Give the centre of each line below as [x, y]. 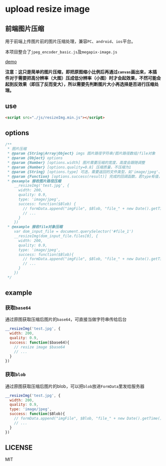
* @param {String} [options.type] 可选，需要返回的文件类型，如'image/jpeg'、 [84, 172]
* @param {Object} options [35, 158]
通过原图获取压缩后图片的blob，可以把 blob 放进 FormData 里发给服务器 [75, 386]
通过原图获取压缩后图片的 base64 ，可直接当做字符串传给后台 [66, 319]
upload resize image [47, 9]
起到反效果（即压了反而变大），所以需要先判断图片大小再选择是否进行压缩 [80, 84]
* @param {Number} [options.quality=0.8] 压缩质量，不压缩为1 [69, 167]
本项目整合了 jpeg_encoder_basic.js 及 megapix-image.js [61, 52]
